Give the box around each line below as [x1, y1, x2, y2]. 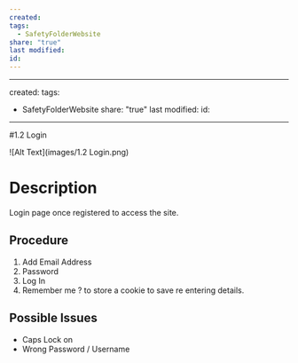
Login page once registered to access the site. [9, 207, 179, 217]
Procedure [9, 233, 69, 249]
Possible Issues [9, 311, 98, 326]
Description [9, 178, 98, 198]
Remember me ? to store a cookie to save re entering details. [21, 285, 245, 296]
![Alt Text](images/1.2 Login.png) [9, 147, 129, 157]
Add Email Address [21, 256, 92, 267]
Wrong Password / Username [21, 343, 130, 354]
